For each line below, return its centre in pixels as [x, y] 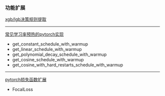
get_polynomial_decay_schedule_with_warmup [59, 54]
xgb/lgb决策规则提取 [26, 19]
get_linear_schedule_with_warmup [47, 49]
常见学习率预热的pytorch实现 [34, 34]
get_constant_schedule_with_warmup [50, 44]
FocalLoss [23, 90]
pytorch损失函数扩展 [26, 80]
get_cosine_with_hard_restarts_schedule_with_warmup [68, 65]
